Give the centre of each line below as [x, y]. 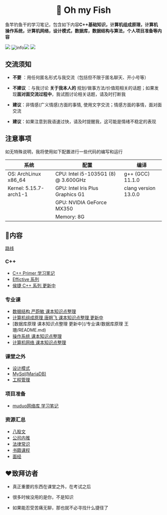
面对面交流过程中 [34, 94]
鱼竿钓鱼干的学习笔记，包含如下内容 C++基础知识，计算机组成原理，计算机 [82, 24]
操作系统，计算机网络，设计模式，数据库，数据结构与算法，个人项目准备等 [81, 31]
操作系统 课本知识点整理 [37, 336]
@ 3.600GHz [71, 180]
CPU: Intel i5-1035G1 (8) [85, 173]
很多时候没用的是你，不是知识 [43, 497]
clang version [140, 188]
